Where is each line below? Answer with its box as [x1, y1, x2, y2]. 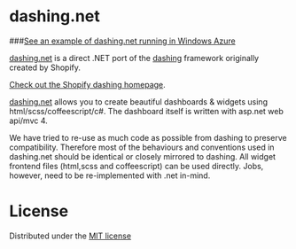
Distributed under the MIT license [9, 230, 131, 241]
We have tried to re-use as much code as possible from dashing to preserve [9, 132, 287, 143]
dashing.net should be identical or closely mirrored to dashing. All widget [9, 151, 277, 161]
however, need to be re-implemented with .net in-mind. [9, 170, 211, 181]
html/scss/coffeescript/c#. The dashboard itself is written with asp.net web [9, 105, 284, 116]
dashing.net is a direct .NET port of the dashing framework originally [9, 52, 260, 63]
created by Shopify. [9, 62, 82, 73]
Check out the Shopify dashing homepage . [9, 79, 166, 89]
